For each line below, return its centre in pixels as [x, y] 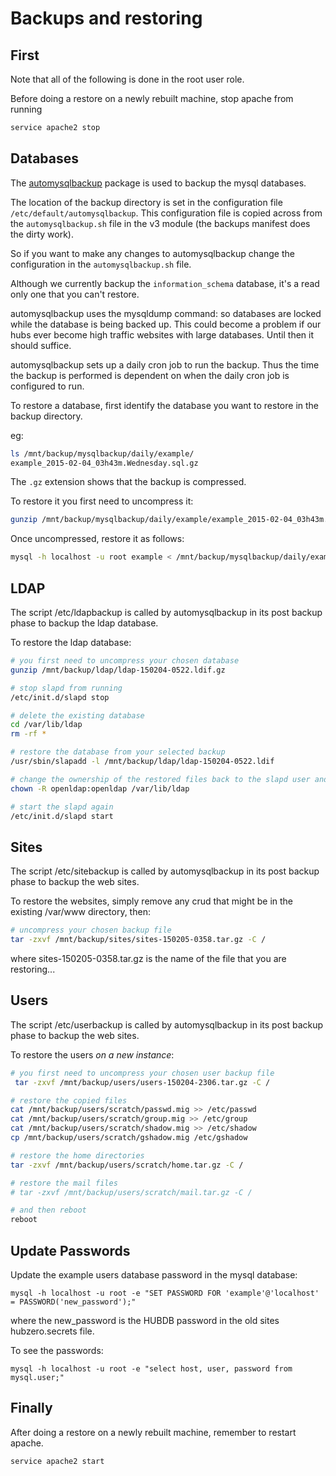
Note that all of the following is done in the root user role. [127, 79]
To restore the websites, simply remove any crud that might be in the [151, 901]
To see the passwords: [57, 1350]
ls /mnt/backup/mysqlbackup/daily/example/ [102, 453]
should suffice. [41, 345]
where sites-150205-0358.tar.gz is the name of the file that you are [148, 958]
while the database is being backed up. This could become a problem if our [166, 324]
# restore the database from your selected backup [118, 752]
